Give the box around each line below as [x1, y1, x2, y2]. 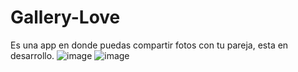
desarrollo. [10, 49, 55, 61]
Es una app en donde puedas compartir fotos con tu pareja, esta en [10, 39, 289, 51]
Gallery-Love [10, 6, 121, 29]
